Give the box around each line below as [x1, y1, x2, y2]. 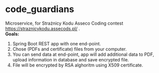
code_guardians [5, 4, 75, 15]
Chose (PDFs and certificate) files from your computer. [12, 46, 127, 52]
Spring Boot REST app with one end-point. [12, 40, 101, 46]
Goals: [5, 31, 19, 37]
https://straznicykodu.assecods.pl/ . [5, 25, 80, 31]
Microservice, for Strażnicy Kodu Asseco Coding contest [5, 20, 124, 26]
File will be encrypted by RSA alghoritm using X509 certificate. [12, 62, 143, 68]
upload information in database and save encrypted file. [12, 56, 129, 62]
